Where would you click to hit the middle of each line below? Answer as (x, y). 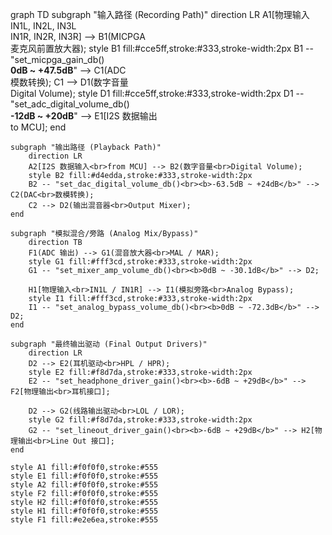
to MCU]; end (38, 127)
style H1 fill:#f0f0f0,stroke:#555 (84, 511)
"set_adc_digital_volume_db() (70, 104)
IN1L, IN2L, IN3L (43, 26)
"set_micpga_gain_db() (57, 59)
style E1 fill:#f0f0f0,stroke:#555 (84, 476)
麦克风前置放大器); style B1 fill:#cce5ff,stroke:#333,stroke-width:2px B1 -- (162, 48)
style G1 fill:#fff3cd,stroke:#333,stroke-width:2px (140, 262)
